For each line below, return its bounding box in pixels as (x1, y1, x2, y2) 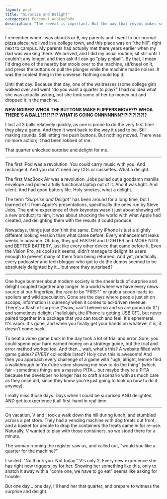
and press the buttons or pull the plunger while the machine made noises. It (5, 67, 160, 72)
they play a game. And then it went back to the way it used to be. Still (5, 127, 147, 133)
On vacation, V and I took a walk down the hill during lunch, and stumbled (5, 412, 156, 418)
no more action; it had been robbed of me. (5, 138, 92, 143)
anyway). (5, 383, 24, 389)
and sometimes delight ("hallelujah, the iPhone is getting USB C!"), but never (5, 310, 162, 316)
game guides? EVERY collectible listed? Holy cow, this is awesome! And (5, 351, 152, 357)
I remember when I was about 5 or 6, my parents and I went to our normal (5, 35, 156, 41)
